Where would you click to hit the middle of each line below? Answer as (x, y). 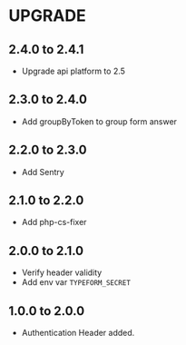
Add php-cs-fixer (54, 222)
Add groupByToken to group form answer (99, 121)
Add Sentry (43, 172)
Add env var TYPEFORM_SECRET (76, 282)
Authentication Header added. (78, 333)
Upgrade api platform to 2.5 (73, 71)
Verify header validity (62, 272)
